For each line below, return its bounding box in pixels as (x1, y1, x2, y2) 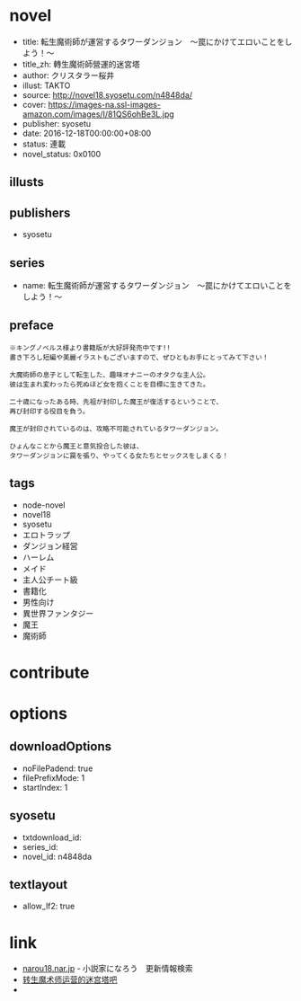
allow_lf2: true (22, 900, 75, 912)
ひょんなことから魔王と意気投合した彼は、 (9, 441, 144, 450)
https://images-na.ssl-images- (48, 99, 162, 110)
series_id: (22, 841, 58, 852)
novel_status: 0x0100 (22, 148, 102, 159)
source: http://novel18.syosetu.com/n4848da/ (22, 89, 193, 100)
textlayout (9, 877, 68, 892)
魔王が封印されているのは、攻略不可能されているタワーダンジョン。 (9, 424, 223, 433)
